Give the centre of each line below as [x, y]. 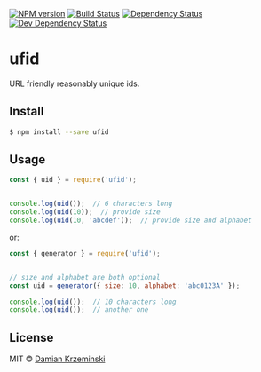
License [32, 337]
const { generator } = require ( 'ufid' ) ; [85, 253]
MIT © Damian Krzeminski [57, 359]
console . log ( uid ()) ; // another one [79, 310]
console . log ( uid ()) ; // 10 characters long [93, 302]
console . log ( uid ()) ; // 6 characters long [91, 204]
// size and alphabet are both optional [85, 277]
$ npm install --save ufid [59, 132]
